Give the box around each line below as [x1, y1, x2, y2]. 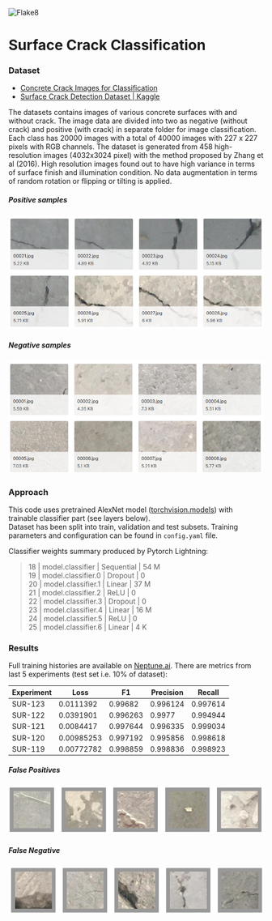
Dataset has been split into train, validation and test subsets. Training [8, 522, 239, 531]
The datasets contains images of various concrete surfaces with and [8, 108, 237, 117]
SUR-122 [11, 710, 45, 720]
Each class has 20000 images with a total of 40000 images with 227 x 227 [8, 134, 258, 143]
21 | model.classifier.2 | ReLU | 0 [28, 587, 136, 597]
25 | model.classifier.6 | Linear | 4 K [28, 622, 147, 632]
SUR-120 [11, 733, 45, 743]
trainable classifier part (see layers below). [8, 513, 151, 522]
